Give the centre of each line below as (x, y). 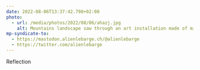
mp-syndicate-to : (28, 34)
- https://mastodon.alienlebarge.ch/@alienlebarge (76, 39)
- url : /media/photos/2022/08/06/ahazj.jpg (66, 23)
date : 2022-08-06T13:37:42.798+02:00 (53, 12)
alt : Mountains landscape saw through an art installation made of (102, 28)
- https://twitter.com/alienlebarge (57, 45)
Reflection (19, 61)
